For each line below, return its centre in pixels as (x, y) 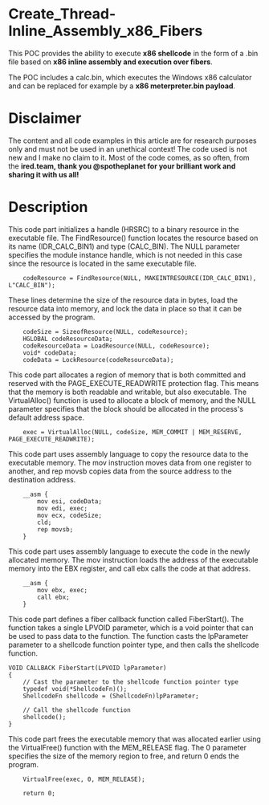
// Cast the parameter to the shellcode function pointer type (131, 682)
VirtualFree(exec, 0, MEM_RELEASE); (84, 779)
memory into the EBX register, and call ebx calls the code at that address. (130, 568)
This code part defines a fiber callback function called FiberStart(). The (126, 619)
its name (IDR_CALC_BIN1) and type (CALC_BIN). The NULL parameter (124, 246)
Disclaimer (45, 118)
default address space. (47, 417)
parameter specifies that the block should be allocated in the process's (126, 409)
